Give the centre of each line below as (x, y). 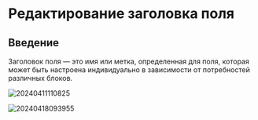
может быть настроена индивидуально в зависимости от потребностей (129, 70)
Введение (34, 43)
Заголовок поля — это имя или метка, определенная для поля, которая (129, 61)
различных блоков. (41, 78)
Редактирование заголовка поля (121, 14)
